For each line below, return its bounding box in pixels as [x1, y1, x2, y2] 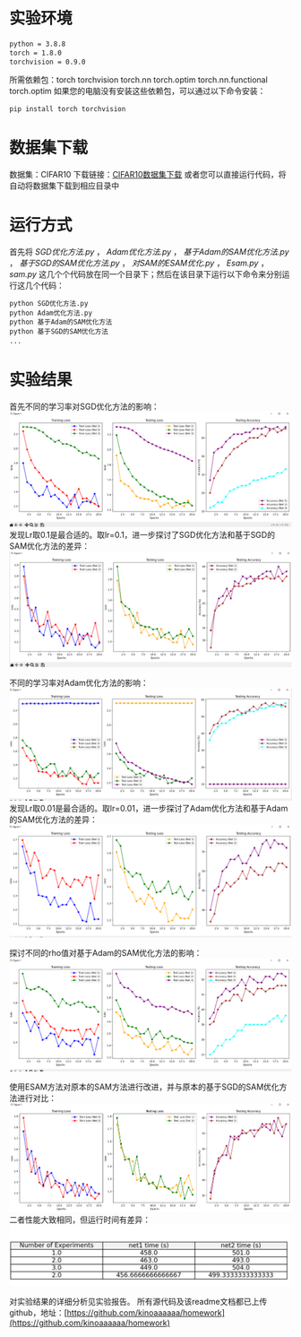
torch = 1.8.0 [9, 48, 63, 57]
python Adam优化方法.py [9, 308, 92, 317]
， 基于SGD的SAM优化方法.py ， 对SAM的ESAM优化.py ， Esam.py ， [9, 257, 269, 268]
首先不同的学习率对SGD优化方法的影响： [9, 401, 159, 412]
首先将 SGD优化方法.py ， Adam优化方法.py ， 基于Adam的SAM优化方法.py [9, 246, 289, 256]
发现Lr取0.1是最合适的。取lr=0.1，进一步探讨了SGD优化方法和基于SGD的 [9, 530, 276, 541]
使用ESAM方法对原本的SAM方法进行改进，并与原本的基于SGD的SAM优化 [9, 1081, 279, 1092]
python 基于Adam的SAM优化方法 [9, 317, 113, 327]
